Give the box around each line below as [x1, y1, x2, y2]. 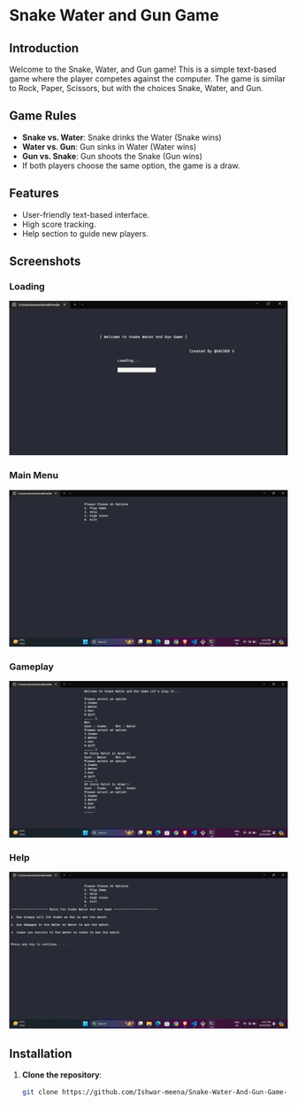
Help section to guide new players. [21, 228, 148, 239]
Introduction [9, 41, 80, 56]
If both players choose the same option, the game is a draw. [21, 160, 240, 171]
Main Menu [9, 469, 59, 482]
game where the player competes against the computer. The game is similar [9, 73, 286, 84]
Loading [9, 280, 46, 292]
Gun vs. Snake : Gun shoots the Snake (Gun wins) [21, 151, 203, 161]
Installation [9, 1046, 72, 1061]
